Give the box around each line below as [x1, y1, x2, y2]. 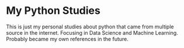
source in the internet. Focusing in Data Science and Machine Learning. [6, 29, 178, 36]
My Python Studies [6, 4, 100, 17]
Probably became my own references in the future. [6, 35, 129, 42]
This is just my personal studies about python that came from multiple [6, 23, 174, 30]
